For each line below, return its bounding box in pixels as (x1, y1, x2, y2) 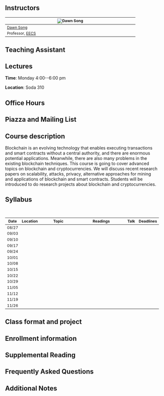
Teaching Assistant (5, 45, 65, 54)
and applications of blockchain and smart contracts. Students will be (5, 176, 143, 182)
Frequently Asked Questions (5, 368, 94, 376)
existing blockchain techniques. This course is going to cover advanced (5, 160, 149, 166)
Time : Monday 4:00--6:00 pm (5, 75, 66, 81)
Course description (5, 132, 65, 140)
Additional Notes (5, 384, 58, 393)
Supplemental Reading (5, 351, 76, 359)
